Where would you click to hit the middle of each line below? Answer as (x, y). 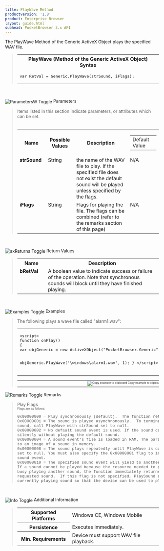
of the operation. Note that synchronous (94, 277)
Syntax (88, 65)
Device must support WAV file (106, 535)
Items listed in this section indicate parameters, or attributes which (84, 111)
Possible (60, 140)
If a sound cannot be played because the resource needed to (86, 467)
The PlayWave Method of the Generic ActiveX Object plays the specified (78, 42)
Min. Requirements (43, 539)
